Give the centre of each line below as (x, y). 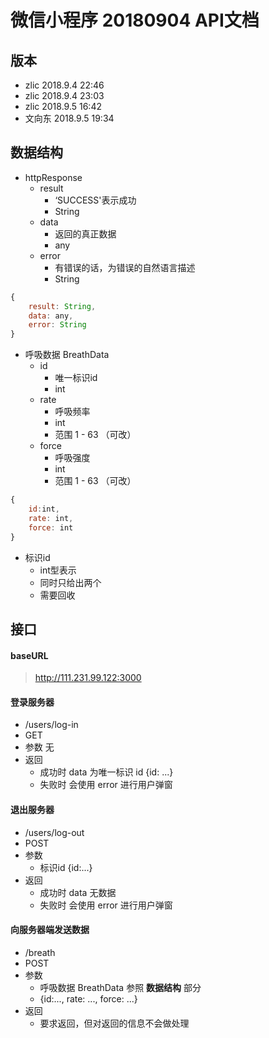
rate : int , (51, 518)
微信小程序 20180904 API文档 (135, 20)
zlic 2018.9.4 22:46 (64, 85)
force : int (51, 527)
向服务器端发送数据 (50, 930)
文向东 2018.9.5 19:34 (69, 118)
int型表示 (58, 570)
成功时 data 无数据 (78, 892)
